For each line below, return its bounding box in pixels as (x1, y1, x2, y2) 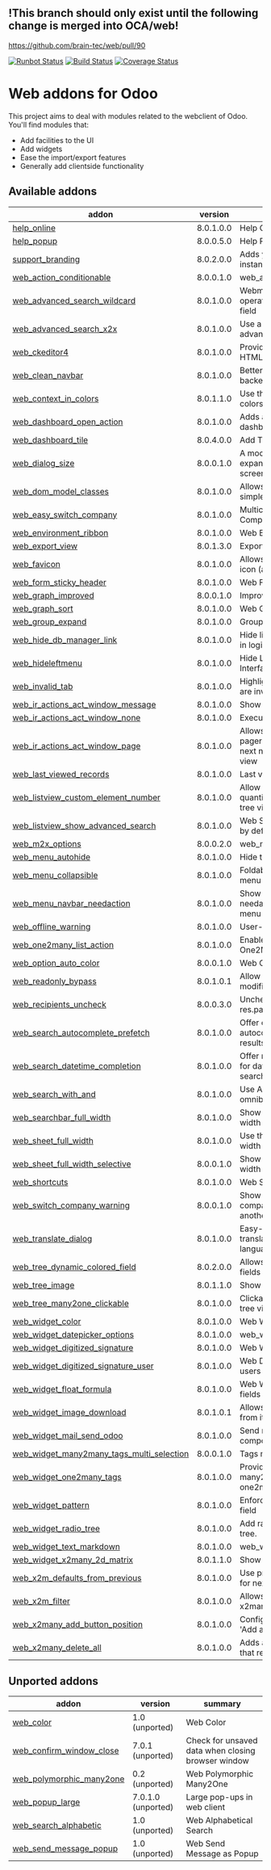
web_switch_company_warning (12, 1200, 131, 1211)
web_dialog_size (12, 457, 75, 469)
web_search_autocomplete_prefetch (12, 1027, 151, 1038)
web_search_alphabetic (12, 1820, 102, 1831)
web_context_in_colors (12, 393, 99, 404)
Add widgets (19, 144, 63, 153)
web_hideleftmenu (12, 658, 83, 669)
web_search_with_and (12, 1088, 96, 1099)
